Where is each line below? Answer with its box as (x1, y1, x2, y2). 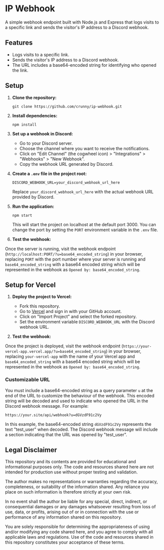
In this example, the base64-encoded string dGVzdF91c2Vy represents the (5, 421, 152, 427)
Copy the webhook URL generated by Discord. (19, 161, 114, 167)
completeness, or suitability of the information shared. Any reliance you (5, 484, 149, 490)
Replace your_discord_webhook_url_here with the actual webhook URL (12, 188, 154, 194)
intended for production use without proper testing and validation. (5, 469, 138, 475)
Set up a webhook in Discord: (12, 131, 73, 136)
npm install (12, 122, 37, 127)
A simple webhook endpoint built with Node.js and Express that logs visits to (5, 19, 159, 25)
